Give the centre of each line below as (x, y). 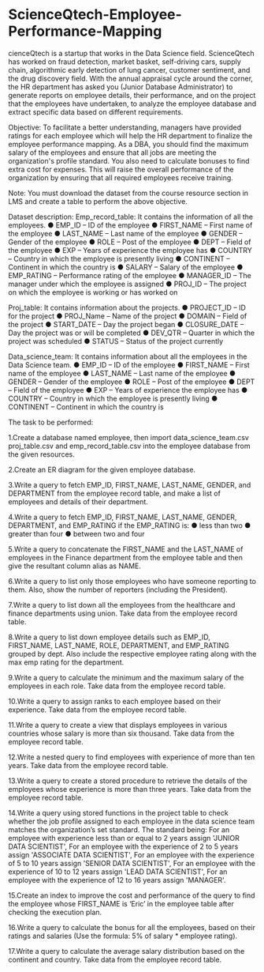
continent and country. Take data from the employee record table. (115, 959)
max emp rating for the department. (66, 662)
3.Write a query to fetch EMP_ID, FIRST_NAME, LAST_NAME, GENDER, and (130, 484)
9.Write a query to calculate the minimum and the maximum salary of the (126, 677)
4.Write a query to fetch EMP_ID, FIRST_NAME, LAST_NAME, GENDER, (123, 517)
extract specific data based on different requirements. (96, 111)
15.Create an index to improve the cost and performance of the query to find (132, 895)
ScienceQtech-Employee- (95, 15)
